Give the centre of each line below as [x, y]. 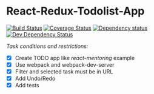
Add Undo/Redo [35, 79]
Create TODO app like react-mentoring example [75, 58]
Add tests [27, 86]
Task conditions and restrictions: [47, 46]
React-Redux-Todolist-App [75, 11]
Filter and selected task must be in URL [64, 72]
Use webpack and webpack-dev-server [65, 65]
